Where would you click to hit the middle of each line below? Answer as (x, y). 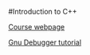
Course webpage (37, 27)
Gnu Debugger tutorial (45, 42)
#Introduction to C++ (43, 12)
